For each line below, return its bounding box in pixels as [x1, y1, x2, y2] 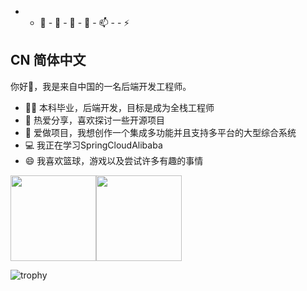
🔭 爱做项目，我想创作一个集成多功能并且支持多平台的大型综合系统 [24, 126, 297, 138]
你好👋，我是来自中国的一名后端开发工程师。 [10, 80, 192, 92]
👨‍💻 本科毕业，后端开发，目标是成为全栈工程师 [24, 101, 215, 113]
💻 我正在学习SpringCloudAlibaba [24, 139, 163, 151]
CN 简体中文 [10, 52, 87, 69]
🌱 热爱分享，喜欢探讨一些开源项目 [24, 114, 165, 126]
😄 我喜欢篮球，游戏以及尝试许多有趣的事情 [24, 154, 204, 166]
